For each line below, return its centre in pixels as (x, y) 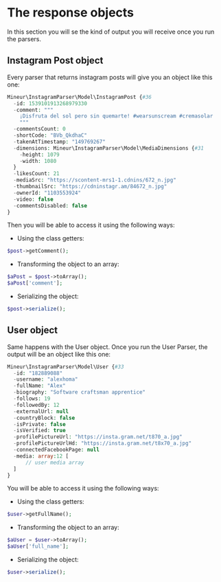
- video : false (33, 199)
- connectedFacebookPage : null (56, 450)
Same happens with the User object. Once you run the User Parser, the (107, 347)
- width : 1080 (38, 161)
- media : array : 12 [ (41, 456)
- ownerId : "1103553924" (47, 193)
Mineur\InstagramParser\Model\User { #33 (66, 367)
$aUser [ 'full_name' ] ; (38, 547)
